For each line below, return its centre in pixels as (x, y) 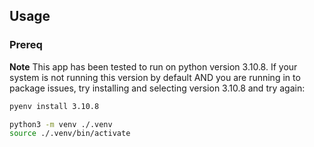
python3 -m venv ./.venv (61, 124)
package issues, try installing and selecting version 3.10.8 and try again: (157, 88)
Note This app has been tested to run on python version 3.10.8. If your (153, 66)
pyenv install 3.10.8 (54, 106)
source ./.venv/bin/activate (70, 134)
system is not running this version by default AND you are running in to (155, 77)
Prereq (26, 45)
